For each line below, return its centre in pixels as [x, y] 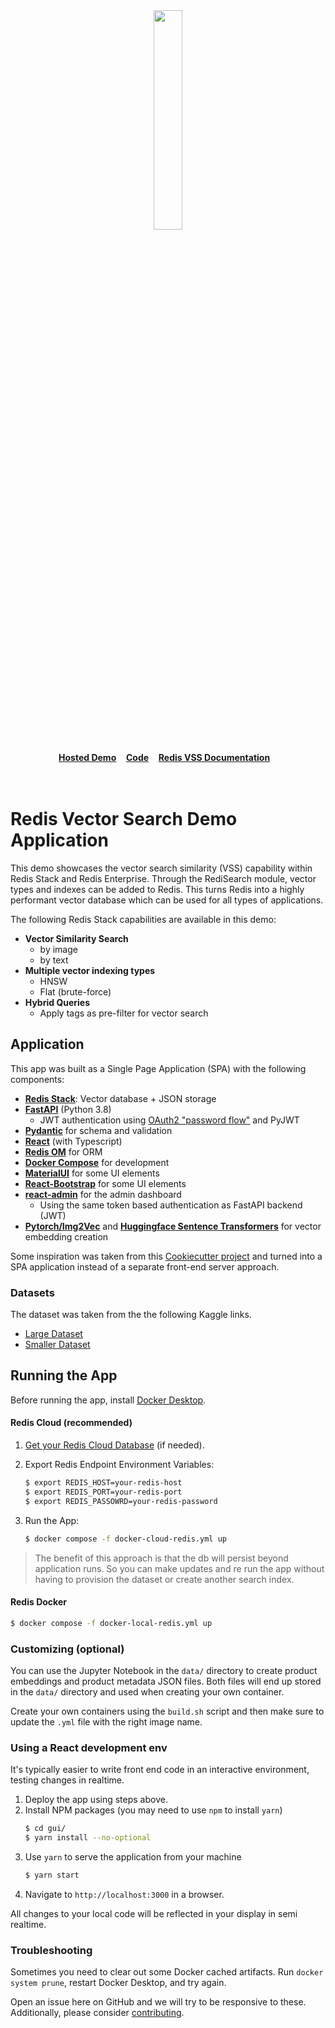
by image [58, 949]
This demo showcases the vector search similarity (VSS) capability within [161, 868]
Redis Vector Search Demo [124, 819]
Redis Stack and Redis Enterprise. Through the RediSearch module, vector [163, 878]
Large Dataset [53, 1334]
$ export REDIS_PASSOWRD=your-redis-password [121, 1501]
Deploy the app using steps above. [96, 1800]
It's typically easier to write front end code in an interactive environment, [160, 1770]
